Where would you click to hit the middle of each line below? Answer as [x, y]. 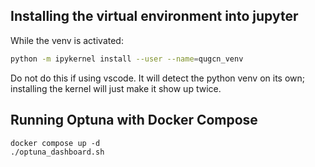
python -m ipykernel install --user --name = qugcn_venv [127, 59]
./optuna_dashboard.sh [57, 152]
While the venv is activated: [67, 40]
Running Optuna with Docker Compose [134, 120]
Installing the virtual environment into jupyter [154, 16]
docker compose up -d [55, 143]
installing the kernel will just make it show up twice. [116, 88]
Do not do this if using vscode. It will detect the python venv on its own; [158, 78]
